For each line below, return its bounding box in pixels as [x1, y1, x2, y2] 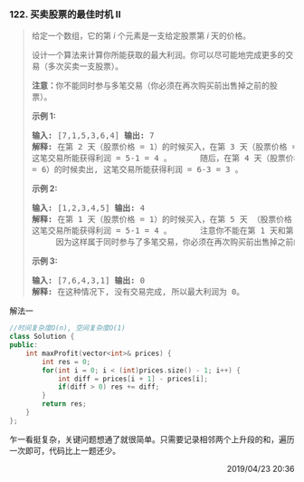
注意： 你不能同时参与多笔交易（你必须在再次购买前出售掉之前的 [31, 80, 270, 92]
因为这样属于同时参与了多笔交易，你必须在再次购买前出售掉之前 [55, 237, 294, 247]
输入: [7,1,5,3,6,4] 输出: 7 [31, 130, 155, 141]
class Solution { [9, 333, 75, 342]
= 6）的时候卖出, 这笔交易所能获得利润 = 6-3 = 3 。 [31, 165, 243, 175]
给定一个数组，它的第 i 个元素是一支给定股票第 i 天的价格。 [31, 30, 252, 42]
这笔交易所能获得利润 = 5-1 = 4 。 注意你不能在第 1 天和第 [31, 226, 294, 236]
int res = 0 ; [42, 357, 91, 366]
